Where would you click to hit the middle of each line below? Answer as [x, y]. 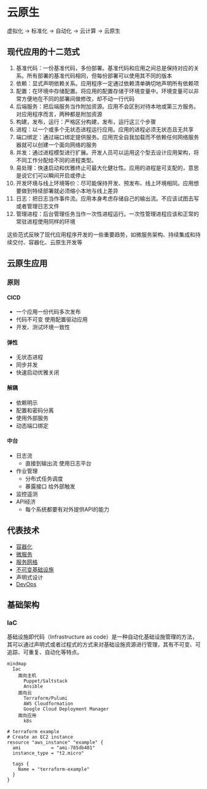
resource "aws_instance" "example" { [55, 743]
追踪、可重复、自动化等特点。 [45, 652]
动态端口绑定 [32, 426]
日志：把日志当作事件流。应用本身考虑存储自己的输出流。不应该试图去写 [107, 198]
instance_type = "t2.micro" [49, 753]
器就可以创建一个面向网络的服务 [56, 144]
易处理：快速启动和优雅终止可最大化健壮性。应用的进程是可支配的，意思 [107, 168]
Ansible [33, 686]
